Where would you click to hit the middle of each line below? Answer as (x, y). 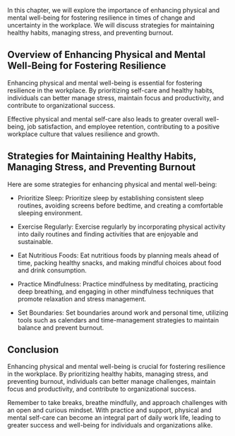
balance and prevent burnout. (61, 327)
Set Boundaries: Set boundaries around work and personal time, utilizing (123, 313)
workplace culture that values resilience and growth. (84, 134)
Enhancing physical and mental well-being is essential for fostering (105, 83)
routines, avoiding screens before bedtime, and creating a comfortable (120, 205)
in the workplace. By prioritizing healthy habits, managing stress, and (108, 374)
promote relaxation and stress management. (82, 298)
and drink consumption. (52, 270)
